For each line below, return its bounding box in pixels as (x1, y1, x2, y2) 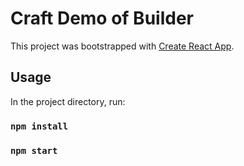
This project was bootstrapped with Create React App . (10, 40, 235, 52)
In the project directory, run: (10, 95, 126, 107)
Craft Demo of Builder (10, 7, 194, 30)
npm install (10, 120, 69, 132)
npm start (10, 145, 58, 156)
